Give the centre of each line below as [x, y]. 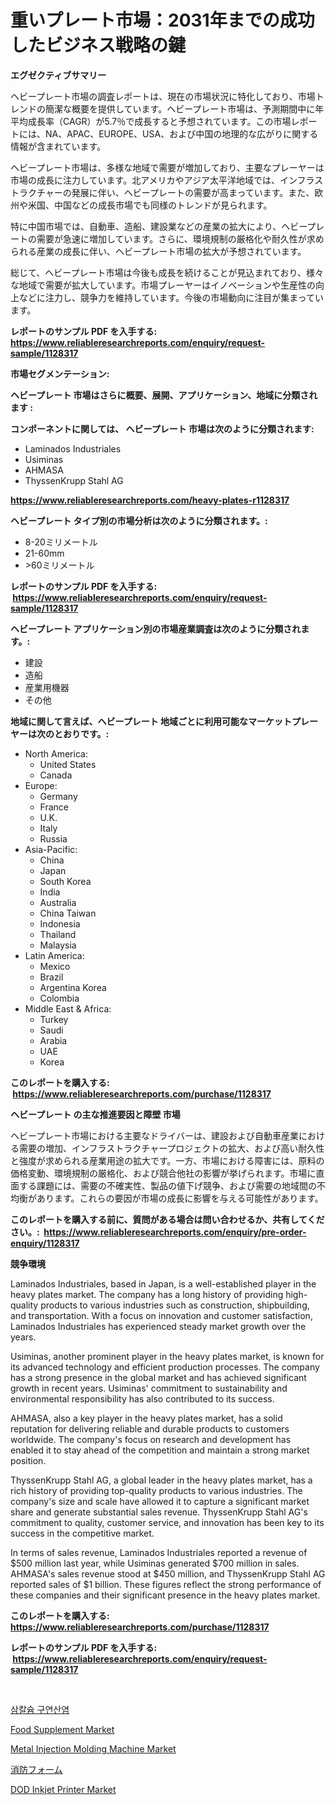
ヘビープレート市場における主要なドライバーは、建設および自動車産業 [154, 1135]
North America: [56, 753]
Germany [58, 796]
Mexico [55, 966]
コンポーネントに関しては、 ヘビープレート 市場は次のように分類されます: [162, 428]
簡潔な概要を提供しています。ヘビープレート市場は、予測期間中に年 [184, 108]
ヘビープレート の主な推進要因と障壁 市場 [95, 1114]
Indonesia [60, 923]
